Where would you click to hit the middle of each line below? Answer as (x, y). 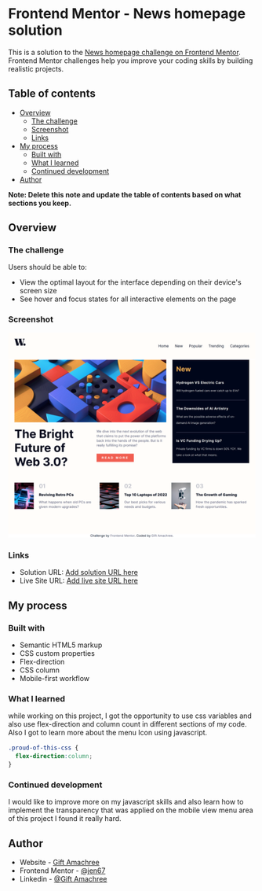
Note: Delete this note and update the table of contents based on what (125, 194)
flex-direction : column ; (54, 757)
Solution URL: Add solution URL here (79, 573)
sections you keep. (40, 203)
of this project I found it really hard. (65, 819)
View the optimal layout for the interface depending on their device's (130, 282)
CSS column (40, 670)
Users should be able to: (48, 267)
